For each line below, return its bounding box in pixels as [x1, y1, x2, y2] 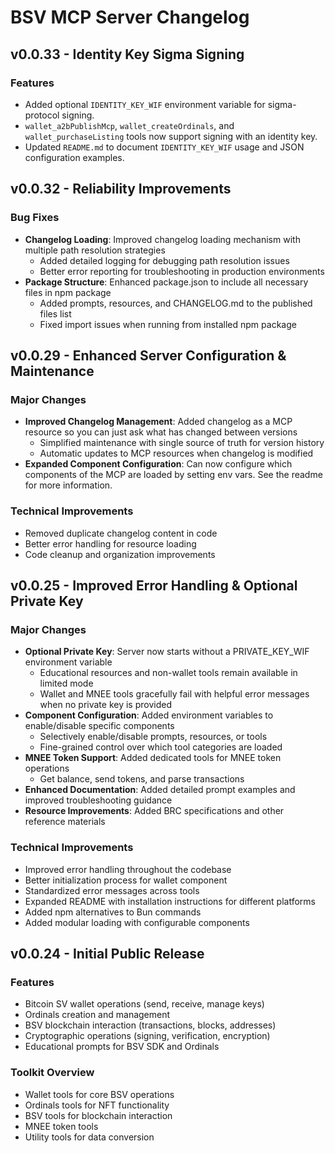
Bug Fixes [10, 211, 60, 225]
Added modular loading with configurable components [24, 916, 250, 928]
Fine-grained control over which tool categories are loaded [39, 741, 283, 753]
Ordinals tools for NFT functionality [24, 1099, 170, 1111]
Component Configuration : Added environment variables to [24, 709, 274, 721]
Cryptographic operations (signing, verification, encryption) [24, 1030, 271, 1042]
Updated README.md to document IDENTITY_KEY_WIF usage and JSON [24, 141, 305, 153]
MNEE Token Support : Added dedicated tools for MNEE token [24, 752, 282, 764]
